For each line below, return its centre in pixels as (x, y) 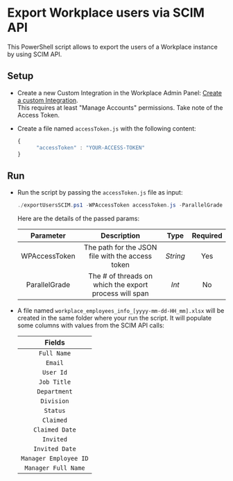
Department (55, 392)
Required (207, 236)
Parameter (48, 236)
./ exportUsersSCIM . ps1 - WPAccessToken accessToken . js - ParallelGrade (120, 205)
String (175, 256)
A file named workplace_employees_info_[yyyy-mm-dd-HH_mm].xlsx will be (121, 311)
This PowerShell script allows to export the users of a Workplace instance (113, 47)
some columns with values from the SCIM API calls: (91, 325)
